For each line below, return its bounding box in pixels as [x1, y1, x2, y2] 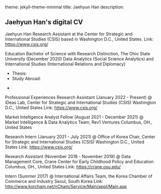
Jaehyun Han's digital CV [5, 18, 83, 26]
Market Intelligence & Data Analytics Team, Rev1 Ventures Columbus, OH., [5, 119, 153, 125]
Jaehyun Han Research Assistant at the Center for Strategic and [5, 31, 133, 37]
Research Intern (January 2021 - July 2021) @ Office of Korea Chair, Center [5, 133, 156, 140]
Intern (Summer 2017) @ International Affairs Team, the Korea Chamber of [5, 173, 153, 179]
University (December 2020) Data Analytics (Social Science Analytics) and [5, 56, 154, 62]
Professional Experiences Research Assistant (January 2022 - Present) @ [5, 94, 152, 100]
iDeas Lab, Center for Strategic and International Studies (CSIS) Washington [5, 99, 156, 105]
